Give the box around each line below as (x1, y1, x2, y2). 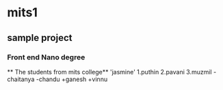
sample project (7, 32, 73, 44)
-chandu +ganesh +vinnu (36, 75, 108, 83)
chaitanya (7, 75, 35, 83)
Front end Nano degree (7, 52, 86, 62)
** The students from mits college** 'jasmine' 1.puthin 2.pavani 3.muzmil (7, 67, 212, 76)
